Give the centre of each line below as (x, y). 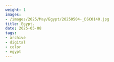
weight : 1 (16, 10)
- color (13, 47)
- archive (16, 38)
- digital (16, 42)
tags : (11, 33)
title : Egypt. (20, 24)
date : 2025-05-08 (23, 28)
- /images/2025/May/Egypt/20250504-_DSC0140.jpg (57, 19)
